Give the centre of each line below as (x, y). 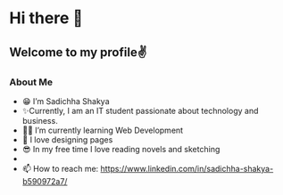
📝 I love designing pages (67, 139)
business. (40, 120)
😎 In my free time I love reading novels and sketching (121, 149)
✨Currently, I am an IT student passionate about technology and (140, 110)
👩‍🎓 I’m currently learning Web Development (103, 130)
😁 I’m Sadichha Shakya (66, 101)
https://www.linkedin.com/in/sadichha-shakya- (187, 168)
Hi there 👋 (46, 18)
